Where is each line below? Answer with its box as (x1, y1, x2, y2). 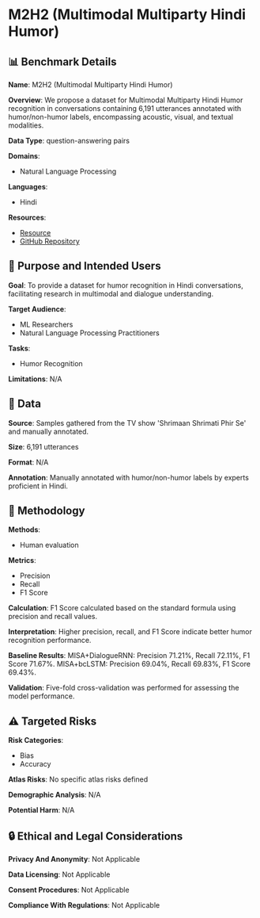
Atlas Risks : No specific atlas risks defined (8, 775, 149, 784)
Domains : (8, 151, 40, 160)
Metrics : (8, 556, 37, 565)
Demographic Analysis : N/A (8, 790, 101, 800)
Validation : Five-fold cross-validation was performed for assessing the (8, 683, 239, 693)
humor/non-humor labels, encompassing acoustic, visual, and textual (8, 113, 234, 121)
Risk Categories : (8, 736, 64, 745)
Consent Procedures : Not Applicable (8, 885, 130, 895)
